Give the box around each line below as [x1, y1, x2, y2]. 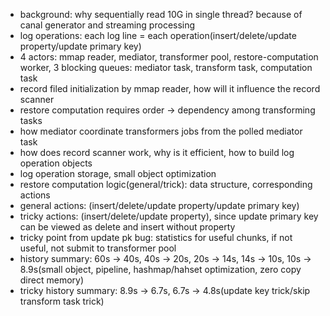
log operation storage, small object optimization [19, 168, 217, 179]
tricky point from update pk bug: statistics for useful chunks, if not [19, 232, 293, 243]
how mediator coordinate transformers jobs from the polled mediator [19, 125, 303, 137]
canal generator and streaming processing [19, 19, 196, 31]
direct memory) [19, 274, 85, 286]
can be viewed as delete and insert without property [19, 221, 236, 233]
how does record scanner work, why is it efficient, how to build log [19, 147, 295, 158]
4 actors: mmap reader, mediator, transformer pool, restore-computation [19, 51, 319, 63]
